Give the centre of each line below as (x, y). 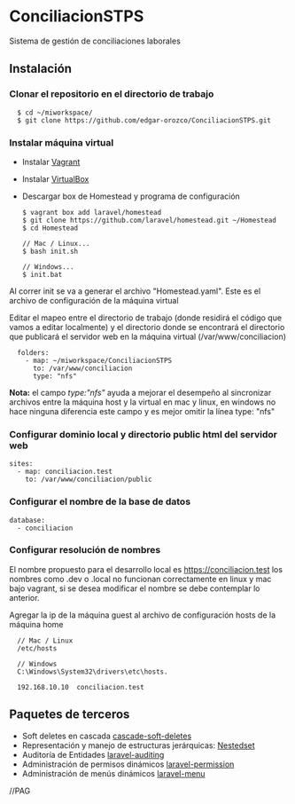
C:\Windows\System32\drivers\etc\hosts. (93, 672)
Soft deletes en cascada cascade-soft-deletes (107, 736)
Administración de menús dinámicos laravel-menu (113, 773)
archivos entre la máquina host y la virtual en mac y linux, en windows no (143, 402)
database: (27, 520)
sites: (21, 464)
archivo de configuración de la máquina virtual (94, 300)
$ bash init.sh (50, 251)
